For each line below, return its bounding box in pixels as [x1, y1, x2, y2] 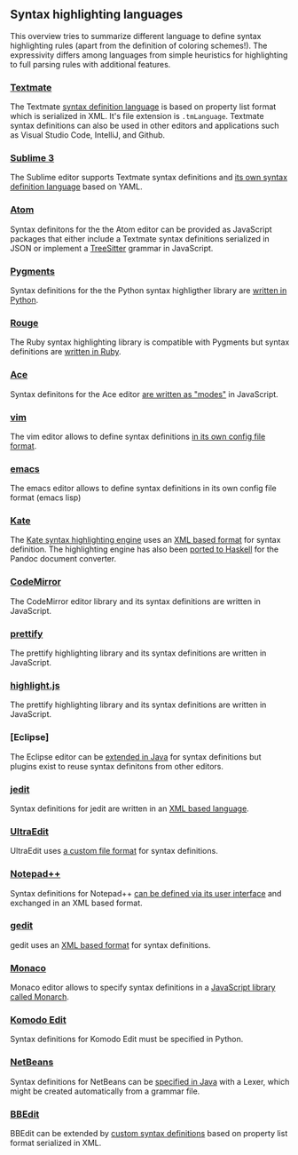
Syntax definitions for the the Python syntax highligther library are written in [10, 285, 287, 296]
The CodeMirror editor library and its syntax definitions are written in [10, 595, 261, 607]
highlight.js [10, 680, 60, 691]
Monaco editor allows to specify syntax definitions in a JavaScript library [10, 982, 276, 993]
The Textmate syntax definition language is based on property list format [10, 101, 277, 112]
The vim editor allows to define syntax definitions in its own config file [10, 431, 266, 442]
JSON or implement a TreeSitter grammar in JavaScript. [10, 243, 214, 253]
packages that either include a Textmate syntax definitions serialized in [10, 233, 270, 243]
